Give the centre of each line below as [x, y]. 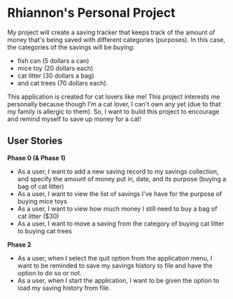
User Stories [35, 141]
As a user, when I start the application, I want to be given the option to [118, 280]
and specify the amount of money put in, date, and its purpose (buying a [122, 179]
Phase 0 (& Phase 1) [36, 158]
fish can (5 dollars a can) [53, 60]
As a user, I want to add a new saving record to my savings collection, [118, 171]
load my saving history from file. [64, 288]
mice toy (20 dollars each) [55, 68]
